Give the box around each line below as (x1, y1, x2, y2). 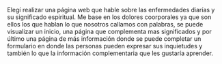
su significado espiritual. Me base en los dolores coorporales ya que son (7, 13, 212, 21)
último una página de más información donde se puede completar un (7, 35, 202, 43)
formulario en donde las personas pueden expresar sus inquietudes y (7, 42, 203, 50)
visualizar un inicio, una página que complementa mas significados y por (7, 27, 212, 35)
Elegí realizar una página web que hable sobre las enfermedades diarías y (7, 6, 215, 14)
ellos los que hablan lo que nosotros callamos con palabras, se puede (7, 20, 204, 28)
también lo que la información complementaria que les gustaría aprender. (7, 49, 214, 57)
